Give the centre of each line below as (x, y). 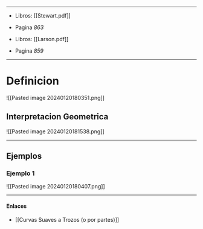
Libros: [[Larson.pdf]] (42, 39)
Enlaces (17, 206)
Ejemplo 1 (21, 173)
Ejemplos (24, 156)
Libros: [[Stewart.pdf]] (43, 15)
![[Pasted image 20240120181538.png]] (55, 131)
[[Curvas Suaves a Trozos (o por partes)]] (67, 219)
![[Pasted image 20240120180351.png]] (55, 98)
